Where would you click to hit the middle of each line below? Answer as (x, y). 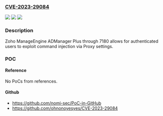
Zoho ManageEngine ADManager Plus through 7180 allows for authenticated (82, 41)
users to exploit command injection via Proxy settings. (59, 46)
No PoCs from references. (31, 81)
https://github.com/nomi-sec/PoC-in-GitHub (56, 103)
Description (19, 31)
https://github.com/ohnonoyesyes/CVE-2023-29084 (65, 108)
